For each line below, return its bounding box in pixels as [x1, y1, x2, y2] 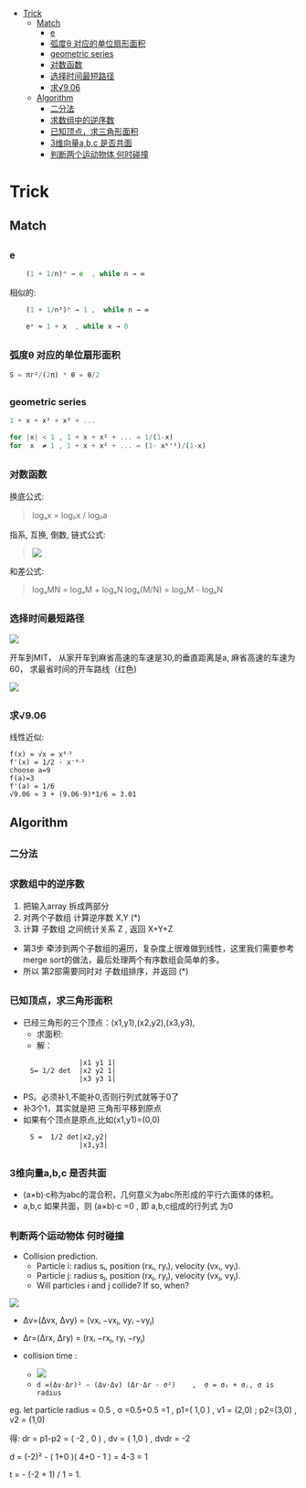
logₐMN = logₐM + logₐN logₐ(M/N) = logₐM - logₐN [31, 584, 224, 595]
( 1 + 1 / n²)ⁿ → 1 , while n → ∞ [26, 305, 149, 314]
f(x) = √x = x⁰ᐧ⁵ [9, 749, 73, 760]
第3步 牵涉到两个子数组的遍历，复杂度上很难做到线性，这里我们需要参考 [22, 942, 295, 953]
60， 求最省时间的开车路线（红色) [9, 663, 137, 675]
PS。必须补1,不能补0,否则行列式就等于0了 [22, 1091, 180, 1102]
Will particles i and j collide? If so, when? [36, 1280, 190, 1291]
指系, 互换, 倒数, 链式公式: [9, 529, 106, 540]
